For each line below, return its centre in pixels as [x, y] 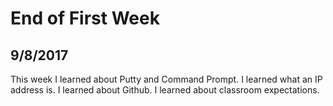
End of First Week [85, 18]
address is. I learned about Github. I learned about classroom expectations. [165, 90]
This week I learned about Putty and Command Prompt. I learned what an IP [166, 79]
